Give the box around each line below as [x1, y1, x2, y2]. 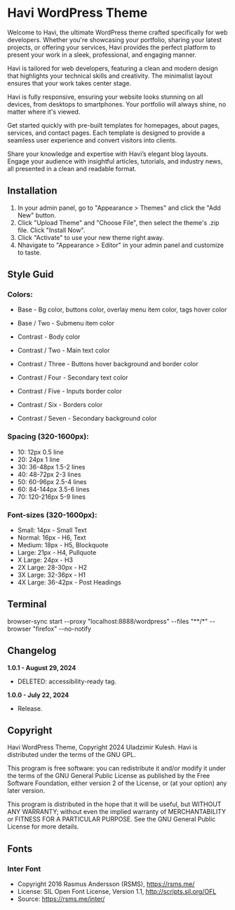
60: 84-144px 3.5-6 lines [17, 485, 90, 493]
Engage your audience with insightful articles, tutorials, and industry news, [7, 156, 223, 166]
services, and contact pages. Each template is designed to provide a [7, 128, 206, 137]
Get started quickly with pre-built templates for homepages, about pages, [7, 121, 220, 129]
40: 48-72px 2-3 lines [17, 470, 81, 479]
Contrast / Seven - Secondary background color [17, 414, 157, 422]
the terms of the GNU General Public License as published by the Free [7, 772, 210, 780]
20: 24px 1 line [17, 455, 60, 464]
